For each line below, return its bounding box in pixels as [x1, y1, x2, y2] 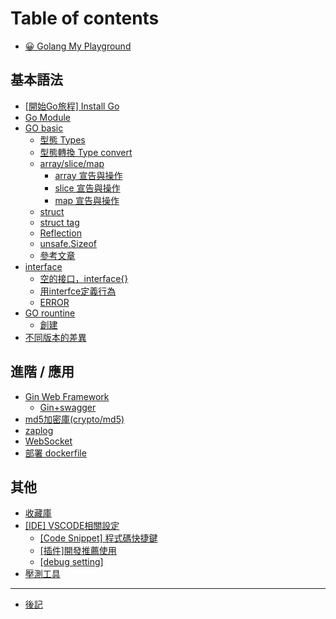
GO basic [24, 122, 64, 134]
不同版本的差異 [24, 331, 87, 343]
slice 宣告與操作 [54, 182, 121, 194]
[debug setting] [39, 556, 104, 568]
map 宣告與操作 [54, 194, 120, 206]
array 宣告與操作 [54, 169, 123, 181]
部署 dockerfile [24, 447, 87, 459]
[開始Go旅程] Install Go [24, 100, 120, 112]
